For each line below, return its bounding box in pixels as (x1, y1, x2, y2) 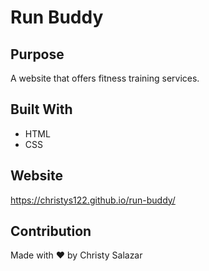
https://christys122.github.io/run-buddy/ (10, 194, 176, 206)
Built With (10, 101, 73, 118)
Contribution (10, 223, 92, 240)
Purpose (10, 46, 65, 63)
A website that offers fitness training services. (10, 72, 200, 84)
